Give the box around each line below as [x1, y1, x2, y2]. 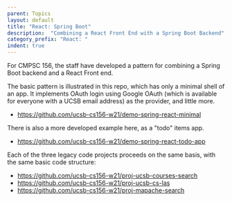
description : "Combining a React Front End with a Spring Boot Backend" [7, 29, 225, 37]
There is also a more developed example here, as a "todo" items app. [7, 124, 204, 132]
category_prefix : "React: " [7, 36, 89, 43]
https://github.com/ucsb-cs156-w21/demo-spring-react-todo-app [17, 137, 206, 146]
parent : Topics [7, 10, 51, 17]
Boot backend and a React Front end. [7, 69, 114, 77]
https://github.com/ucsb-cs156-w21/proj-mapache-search [17, 186, 185, 194]
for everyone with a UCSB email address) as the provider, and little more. [7, 97, 215, 105]
